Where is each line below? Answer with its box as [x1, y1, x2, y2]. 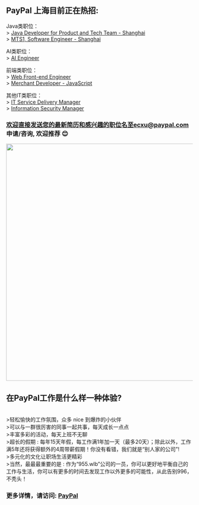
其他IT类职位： [6, 91, 43, 99]
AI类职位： [6, 47, 33, 55]
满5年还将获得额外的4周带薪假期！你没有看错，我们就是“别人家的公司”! [6, 445, 179, 452]
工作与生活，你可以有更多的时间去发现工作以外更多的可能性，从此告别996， [6, 468, 192, 475]
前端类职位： [6, 66, 37, 73]
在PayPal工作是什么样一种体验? [6, 393, 122, 403]
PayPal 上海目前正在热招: [6, 5, 99, 16]
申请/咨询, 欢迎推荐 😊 [6, 129, 68, 138]
